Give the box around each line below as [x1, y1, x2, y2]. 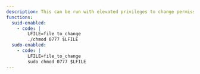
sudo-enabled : [11, 42, 46, 48]
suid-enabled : [11, 20, 46, 26]
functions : [6, 14, 33, 20]
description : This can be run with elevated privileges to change [6, 8, 174, 15]
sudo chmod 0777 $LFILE [27, 58, 86, 64]
